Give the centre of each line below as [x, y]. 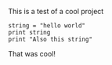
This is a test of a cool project [56, 11]
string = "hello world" [47, 26]
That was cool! [32, 54]
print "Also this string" [50, 39]
